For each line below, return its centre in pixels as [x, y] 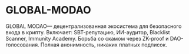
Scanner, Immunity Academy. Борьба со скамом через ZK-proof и [87, 38]
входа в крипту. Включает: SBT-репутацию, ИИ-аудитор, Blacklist [88, 32]
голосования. [22, 45]
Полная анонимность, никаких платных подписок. [104, 45]
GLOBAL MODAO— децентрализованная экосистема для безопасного [94, 26]
